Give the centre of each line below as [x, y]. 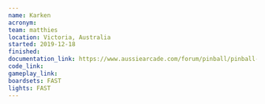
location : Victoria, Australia [60, 37]
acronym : [22, 23]
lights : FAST [30, 88]
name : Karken [30, 15]
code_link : [26, 66]
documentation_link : [42, 59]
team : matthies [33, 30]
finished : [24, 52]
